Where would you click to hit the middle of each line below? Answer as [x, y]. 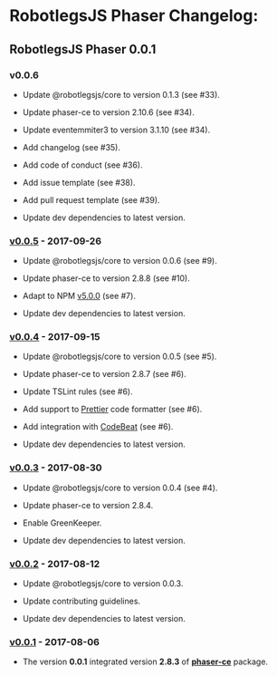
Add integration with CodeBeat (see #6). [98, 427]
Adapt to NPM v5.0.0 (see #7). [79, 296]
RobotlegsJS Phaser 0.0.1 [83, 49]
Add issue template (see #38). [79, 182]
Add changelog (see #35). [71, 147]
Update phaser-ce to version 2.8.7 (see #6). [105, 374]
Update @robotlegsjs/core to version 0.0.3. [103, 584]
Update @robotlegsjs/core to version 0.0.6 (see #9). [119, 261]
